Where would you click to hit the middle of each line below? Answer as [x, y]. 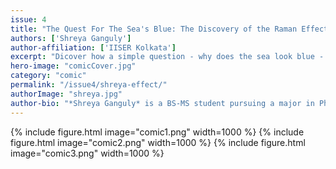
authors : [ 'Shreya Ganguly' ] [71, 38]
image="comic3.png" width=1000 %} [87, 153]
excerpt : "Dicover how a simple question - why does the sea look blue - [167, 57]
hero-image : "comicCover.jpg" [73, 66]
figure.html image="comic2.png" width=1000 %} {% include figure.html [158, 142]
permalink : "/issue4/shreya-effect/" [89, 85]
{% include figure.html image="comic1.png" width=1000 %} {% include [157, 132]
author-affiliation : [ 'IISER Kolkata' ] [93, 47]
